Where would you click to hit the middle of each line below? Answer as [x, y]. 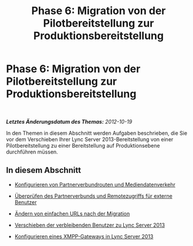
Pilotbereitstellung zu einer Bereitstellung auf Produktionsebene [83, 145]
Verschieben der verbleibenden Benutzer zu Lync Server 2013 [90, 225]
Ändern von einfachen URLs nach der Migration [72, 214]
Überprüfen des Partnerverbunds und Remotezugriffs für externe [94, 196]
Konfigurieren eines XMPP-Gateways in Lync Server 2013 [84, 236]
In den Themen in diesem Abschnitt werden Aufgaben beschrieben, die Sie [97, 133]
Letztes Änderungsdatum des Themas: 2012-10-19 [69, 121]
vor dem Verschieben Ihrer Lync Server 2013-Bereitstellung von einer [90, 139]
